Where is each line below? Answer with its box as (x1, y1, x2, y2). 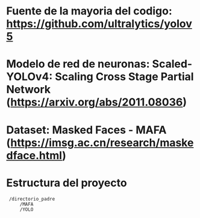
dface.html (6, 148, 63, 162)
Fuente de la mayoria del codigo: (6, 4, 173, 18)
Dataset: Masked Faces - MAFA (6, 123, 167, 136)
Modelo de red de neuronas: (6, 57, 150, 71)
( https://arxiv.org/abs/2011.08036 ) (6, 95, 187, 109)
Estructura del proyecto (6, 176, 128, 190)
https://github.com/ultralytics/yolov (6, 17, 193, 31)
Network (6, 83, 51, 97)
